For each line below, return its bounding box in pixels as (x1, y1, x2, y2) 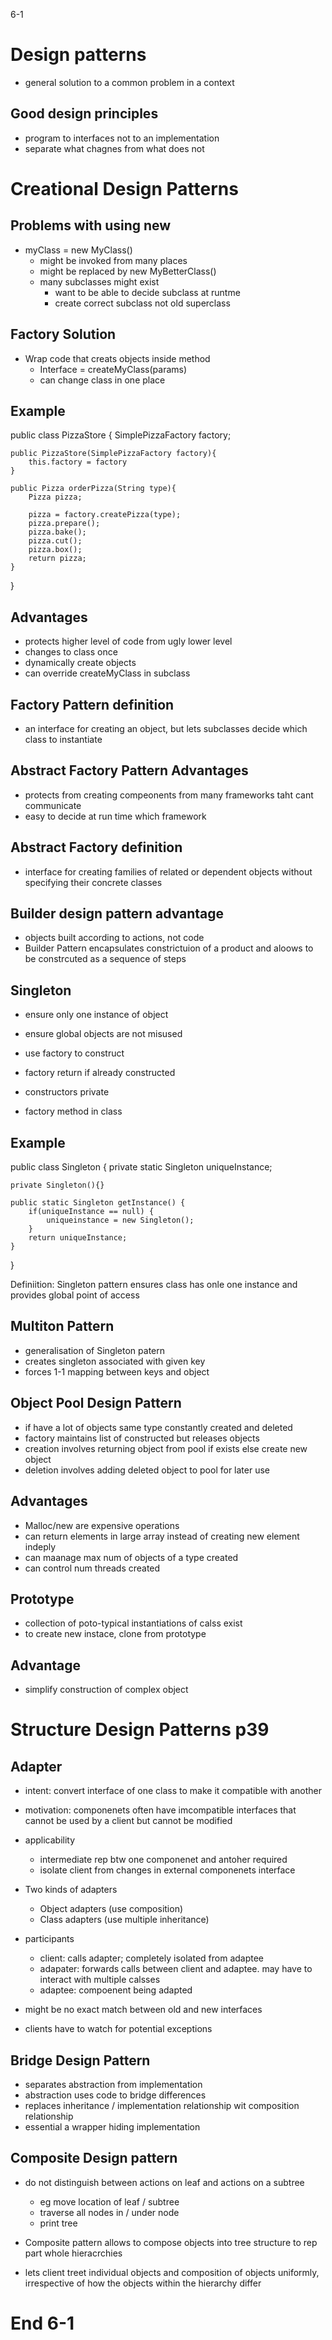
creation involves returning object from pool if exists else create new (24, 1442, 308, 1454)
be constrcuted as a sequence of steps (24, 953, 187, 965)
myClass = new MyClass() (24, 244, 133, 256)
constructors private (24, 1086, 110, 1098)
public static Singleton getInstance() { (10, 1198, 186, 1208)
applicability (24, 1834, 76, 1846)
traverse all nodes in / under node (39, 2206, 180, 2218)
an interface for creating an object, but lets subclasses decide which (24, 723, 308, 734)
